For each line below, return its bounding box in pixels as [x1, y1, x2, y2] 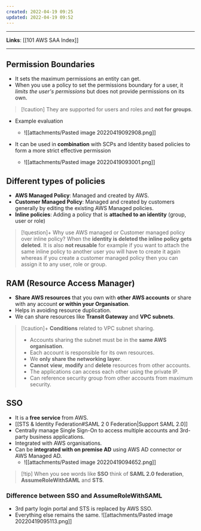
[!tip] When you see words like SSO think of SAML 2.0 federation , [20, 470, 184, 477]
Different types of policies [6, 176, 106, 186]
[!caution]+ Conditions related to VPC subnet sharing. [20, 324, 154, 332]
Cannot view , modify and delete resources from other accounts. [29, 362, 191, 369]
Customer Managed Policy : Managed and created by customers [14, 198, 175, 205]
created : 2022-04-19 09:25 [6, 8, 74, 15]
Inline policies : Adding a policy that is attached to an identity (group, [14, 211, 187, 219]
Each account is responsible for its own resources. [29, 348, 155, 356]
